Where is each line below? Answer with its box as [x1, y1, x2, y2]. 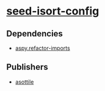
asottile [15, 78, 34, 86]
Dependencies [6, 29, 63, 39]
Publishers [6, 62, 48, 72]
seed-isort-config [6, 4, 100, 18]
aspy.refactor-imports [15, 44, 70, 52]
